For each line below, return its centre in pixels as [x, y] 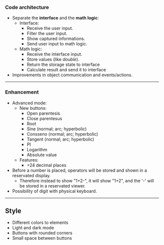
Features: [29, 160]
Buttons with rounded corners [42, 233]
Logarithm [37, 149]
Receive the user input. [50, 28]
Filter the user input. [47, 34]
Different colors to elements [40, 223]
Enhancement [22, 92]
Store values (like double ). [53, 60]
